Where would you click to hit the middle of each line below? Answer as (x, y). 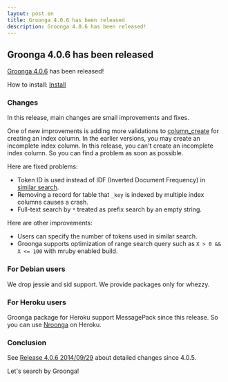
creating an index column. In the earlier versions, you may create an (104, 139)
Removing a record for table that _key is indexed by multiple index (111, 195)
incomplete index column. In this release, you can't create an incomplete (111, 146)
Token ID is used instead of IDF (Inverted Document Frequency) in (111, 180)
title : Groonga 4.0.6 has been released (66, 20)
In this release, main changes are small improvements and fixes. (98, 118)
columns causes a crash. (53, 202)
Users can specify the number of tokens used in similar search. (107, 236)
